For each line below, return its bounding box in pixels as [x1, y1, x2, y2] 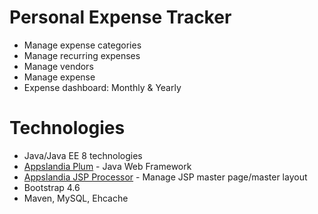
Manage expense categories [23, 39, 142, 51]
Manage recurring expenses [23, 49, 141, 61]
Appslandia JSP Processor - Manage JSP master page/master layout [23, 171, 308, 183]
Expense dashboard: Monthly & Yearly [23, 81, 182, 93]
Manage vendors [23, 60, 94, 72]
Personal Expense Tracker [9, 6, 232, 29]
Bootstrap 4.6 [23, 181, 81, 193]
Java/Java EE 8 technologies [23, 149, 143, 161]
